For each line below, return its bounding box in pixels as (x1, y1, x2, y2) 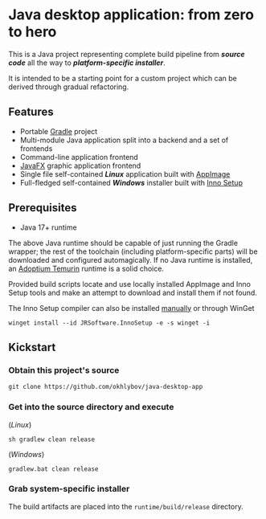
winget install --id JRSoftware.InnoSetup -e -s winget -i (8, 319, 211, 327)
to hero (8, 22, 57, 41)
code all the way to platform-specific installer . (8, 58, 166, 67)
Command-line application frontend (19, 152, 138, 161)
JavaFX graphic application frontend (19, 161, 141, 170)
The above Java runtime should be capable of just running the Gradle (8, 238, 239, 247)
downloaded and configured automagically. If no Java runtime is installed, (8, 255, 253, 264)
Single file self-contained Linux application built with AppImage (19, 169, 231, 178)
